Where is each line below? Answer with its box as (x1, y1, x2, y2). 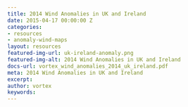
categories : (7, 23, 42, 30)
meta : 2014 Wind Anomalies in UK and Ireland (7, 69, 143, 76)
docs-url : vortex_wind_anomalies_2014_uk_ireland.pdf (7, 63, 169, 70)
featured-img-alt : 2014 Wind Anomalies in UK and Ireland (7, 56, 181, 63)
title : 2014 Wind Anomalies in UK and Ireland (7, 10, 146, 18)
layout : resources (7, 43, 61, 50)
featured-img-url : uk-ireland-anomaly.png (7, 50, 134, 57)
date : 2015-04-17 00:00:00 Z (7, 17, 93, 24)
